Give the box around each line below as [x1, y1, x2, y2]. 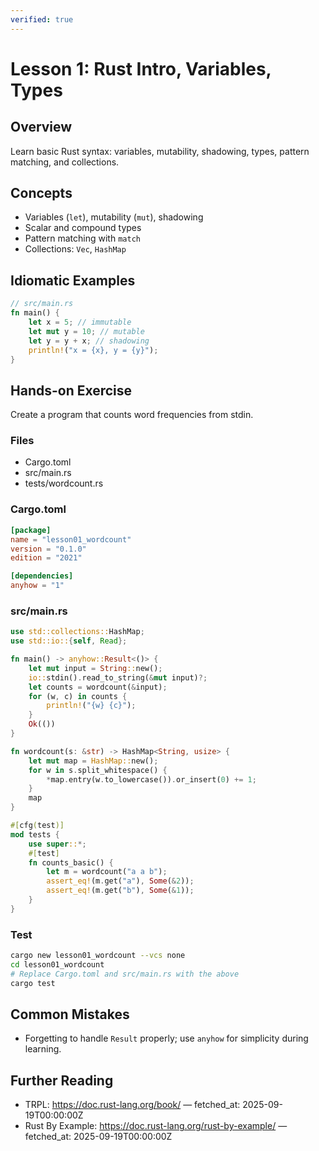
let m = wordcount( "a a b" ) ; [46, 867, 168, 877]
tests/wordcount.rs [24, 477, 104, 490]
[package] [10, 525, 52, 535]
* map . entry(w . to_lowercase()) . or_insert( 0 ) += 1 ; [46, 774, 257, 785]
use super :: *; [28, 839, 87, 849]
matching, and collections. [10, 156, 120, 168]
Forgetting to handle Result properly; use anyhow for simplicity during [24, 1032, 309, 1045]
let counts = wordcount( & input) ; [28, 682, 168, 692]
